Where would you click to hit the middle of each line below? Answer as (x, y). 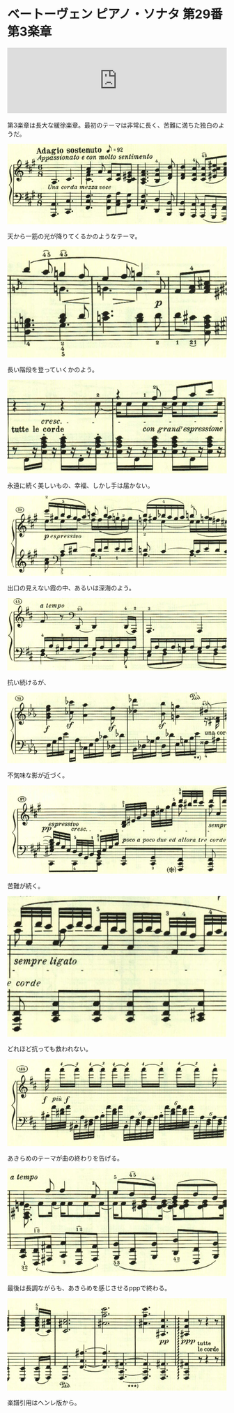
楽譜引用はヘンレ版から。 (44, 1403)
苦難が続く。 (25, 885)
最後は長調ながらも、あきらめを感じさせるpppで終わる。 (89, 1288)
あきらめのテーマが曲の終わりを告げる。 (65, 1158)
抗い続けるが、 (29, 682)
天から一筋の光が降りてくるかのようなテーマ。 (74, 236)
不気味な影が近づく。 (38, 775)
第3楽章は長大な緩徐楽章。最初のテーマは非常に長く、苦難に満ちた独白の (113, 125)
